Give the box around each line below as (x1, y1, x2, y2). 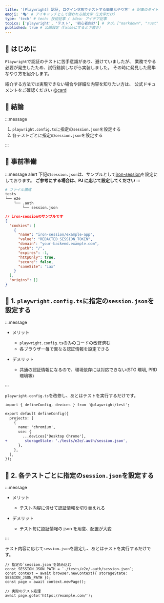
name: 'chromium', (18, 425, 56, 430)
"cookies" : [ (9, 223, 36, 228)
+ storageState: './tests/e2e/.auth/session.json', (5, 438, 128, 443)
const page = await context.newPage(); (5, 580, 86, 584)
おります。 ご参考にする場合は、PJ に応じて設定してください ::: (13, 177, 141, 183)
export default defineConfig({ (5, 411, 69, 416)
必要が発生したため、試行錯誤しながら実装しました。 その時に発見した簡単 (5, 64, 156, 70)
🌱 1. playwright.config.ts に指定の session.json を (5, 297, 154, 305)
